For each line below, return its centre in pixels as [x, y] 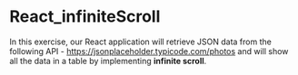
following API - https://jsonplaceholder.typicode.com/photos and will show [149, 51]
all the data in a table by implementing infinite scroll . [108, 61]
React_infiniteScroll [85, 17]
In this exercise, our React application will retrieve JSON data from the [141, 42]
